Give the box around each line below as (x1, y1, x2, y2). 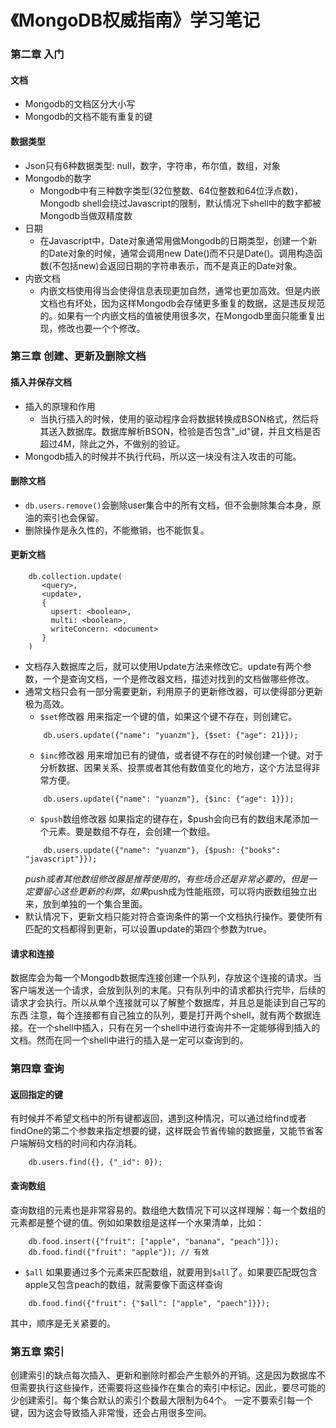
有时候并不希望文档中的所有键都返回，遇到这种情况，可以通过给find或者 (10, 1112, 307, 1125)
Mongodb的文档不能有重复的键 (24, 111, 153, 123)
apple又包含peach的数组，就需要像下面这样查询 (24, 1278, 223, 1290)
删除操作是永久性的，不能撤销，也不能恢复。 (24, 524, 210, 536)
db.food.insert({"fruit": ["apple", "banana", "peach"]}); (28, 1236, 280, 1246)
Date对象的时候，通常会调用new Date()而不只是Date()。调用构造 (48, 247, 315, 259)
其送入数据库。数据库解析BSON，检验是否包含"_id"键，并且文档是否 (39, 425, 322, 437)
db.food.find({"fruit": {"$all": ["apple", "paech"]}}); (28, 1298, 271, 1308)
